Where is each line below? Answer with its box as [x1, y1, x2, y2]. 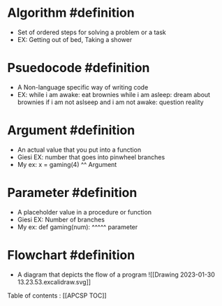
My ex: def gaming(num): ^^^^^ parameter [17, 222, 138, 231]
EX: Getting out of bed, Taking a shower [17, 35, 133, 43]
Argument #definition [7, 122, 135, 138]
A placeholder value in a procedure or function [17, 207, 152, 216]
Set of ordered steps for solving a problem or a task [17, 28, 166, 36]
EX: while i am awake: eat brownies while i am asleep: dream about [17, 90, 211, 99]
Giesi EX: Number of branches [17, 215, 105, 224]
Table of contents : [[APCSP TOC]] [7, 291, 107, 300]
